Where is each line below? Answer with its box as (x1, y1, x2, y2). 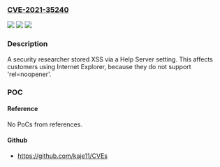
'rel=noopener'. (7, 70, 52, 78)
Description (7, 39, 48, 49)
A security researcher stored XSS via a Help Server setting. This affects (7, 55, 213, 64)
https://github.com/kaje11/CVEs (17, 152, 108, 160)
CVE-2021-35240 (7, 5, 69, 15)
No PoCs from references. (7, 120, 82, 129)
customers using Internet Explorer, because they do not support (7, 62, 191, 71)
